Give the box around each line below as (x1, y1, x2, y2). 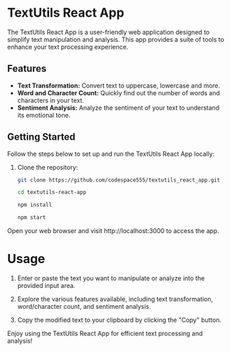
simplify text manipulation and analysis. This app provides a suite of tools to (7, 35, 225, 43)
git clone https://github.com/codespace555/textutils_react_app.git (17, 176, 221, 184)
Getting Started (7, 131, 76, 143)
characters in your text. (17, 96, 85, 104)
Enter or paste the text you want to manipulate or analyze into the (17, 274, 205, 282)
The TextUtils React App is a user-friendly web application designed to (7, 28, 210, 36)
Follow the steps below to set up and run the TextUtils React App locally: (7, 150, 215, 158)
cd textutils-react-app (17, 189, 87, 196)
